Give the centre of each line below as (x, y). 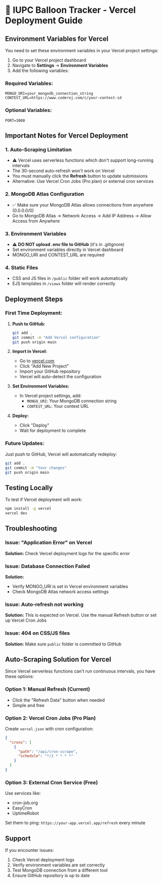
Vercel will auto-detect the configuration (60, 377)
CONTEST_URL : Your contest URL (58, 406)
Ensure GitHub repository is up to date (51, 876)
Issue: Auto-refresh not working (44, 604)
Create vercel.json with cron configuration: (49, 729)
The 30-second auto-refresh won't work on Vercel (63, 171)
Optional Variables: (28, 110)
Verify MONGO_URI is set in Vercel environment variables (70, 586)
